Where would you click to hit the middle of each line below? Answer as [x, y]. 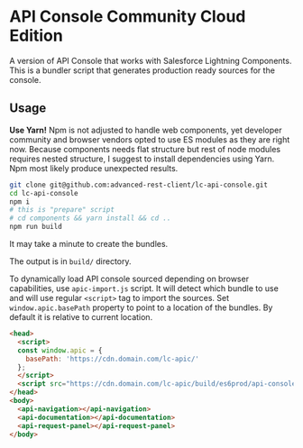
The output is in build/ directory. [71, 261]
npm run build [36, 227]
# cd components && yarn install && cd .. [90, 218]
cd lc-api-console [44, 193]
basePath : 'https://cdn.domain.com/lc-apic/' [113, 359]
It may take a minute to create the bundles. [89, 244]
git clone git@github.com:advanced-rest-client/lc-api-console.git [139, 185]
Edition [36, 36]
